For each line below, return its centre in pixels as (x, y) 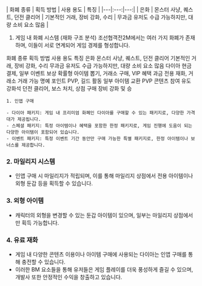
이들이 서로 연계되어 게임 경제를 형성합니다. (79, 45)
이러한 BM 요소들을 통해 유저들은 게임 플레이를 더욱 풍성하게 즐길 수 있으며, (104, 269)
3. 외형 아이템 (25, 201)
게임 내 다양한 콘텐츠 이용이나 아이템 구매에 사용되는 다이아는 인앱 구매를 (101, 254)
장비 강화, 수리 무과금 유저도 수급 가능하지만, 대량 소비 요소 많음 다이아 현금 (103, 66)
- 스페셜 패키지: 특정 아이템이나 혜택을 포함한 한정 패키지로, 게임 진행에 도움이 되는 (99, 126)
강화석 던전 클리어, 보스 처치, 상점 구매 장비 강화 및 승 (69, 88)
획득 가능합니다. (40, 223)
